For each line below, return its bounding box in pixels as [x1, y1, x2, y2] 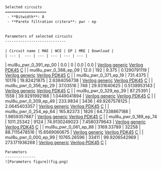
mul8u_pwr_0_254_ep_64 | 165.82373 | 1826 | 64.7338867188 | [5, 109, 131, 114]
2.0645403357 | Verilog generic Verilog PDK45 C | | [5, 103, 109, 109]
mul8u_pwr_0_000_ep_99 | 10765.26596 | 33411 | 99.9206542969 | [5, 134, 139, 140]
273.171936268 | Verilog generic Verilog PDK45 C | [5, 140, 107, 145]
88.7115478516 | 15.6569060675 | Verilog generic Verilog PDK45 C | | [5, 129, 144, 135]
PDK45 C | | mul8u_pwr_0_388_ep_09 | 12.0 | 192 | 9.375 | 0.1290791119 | [5, 67, 149, 73]
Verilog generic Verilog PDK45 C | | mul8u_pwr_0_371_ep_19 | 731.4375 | [5, 73, 149, 78]
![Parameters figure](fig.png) [5, 159, 68, 164]
